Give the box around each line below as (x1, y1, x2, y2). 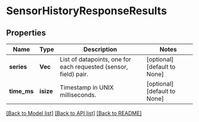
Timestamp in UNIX (59, 84, 114, 91)
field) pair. (59, 70, 89, 78)
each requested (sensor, (59, 63, 129, 70)
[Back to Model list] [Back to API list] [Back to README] (6, 110, 142, 117)
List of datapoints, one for (59, 55, 131, 63)
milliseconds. (59, 91, 97, 99)
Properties (6, 28, 46, 38)
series (9, 63, 27, 70)
